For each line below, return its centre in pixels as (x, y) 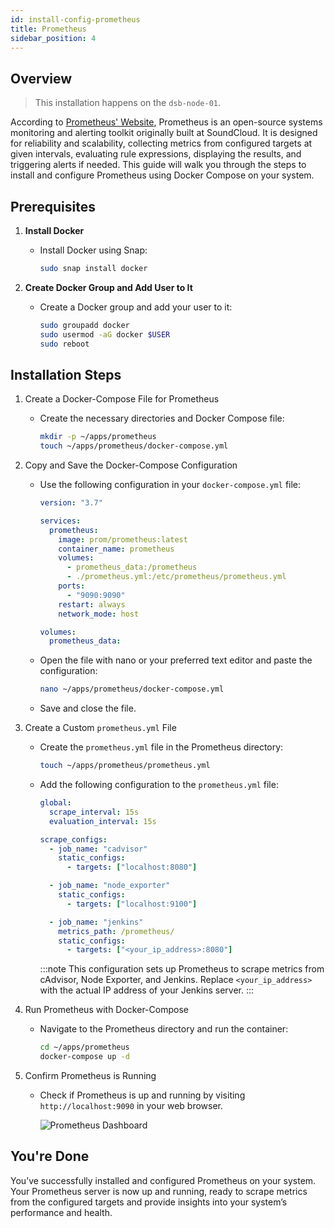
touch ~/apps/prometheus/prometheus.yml (125, 766)
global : (55, 803)
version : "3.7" (71, 503)
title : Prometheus (48, 29)
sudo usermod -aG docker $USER (105, 334)
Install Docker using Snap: (93, 250)
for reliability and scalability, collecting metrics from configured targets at (161, 143)
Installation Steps (66, 374)
